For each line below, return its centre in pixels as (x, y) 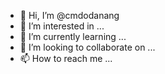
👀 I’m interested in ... (62, 26)
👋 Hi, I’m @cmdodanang (69, 15)
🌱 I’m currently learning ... (73, 36)
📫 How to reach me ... (66, 58)
